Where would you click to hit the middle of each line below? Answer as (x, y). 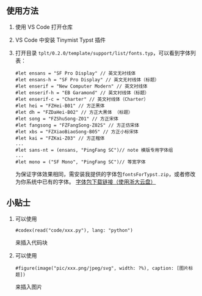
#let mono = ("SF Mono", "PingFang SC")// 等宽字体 (80, 162)
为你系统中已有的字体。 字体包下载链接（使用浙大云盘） (85, 182)
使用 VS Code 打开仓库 (44, 27)
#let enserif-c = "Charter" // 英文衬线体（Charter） (81, 99)
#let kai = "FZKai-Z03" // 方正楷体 (60, 138)
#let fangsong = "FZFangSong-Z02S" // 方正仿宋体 (77, 125)
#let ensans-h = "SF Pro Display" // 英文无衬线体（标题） (87, 80)
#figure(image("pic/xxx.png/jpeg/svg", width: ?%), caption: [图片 (102, 268)
